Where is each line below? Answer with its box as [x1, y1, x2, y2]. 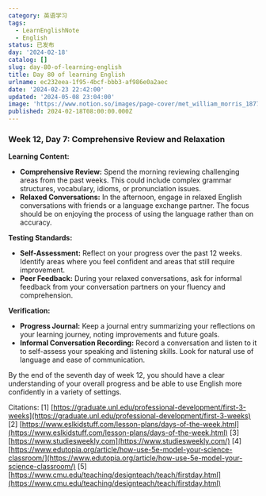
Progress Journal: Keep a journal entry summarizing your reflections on [19, 321, 256, 331]
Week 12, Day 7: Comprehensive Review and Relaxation [8, 133, 226, 144]
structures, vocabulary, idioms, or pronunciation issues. [19, 184, 202, 194]
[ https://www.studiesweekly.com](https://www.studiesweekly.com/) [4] [8, 436, 242, 446]
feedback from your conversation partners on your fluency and [19, 283, 226, 292]
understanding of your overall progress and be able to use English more [8, 379, 243, 389]
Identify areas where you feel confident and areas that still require [19, 257, 235, 267]
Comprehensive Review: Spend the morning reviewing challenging [19, 167, 240, 177]
